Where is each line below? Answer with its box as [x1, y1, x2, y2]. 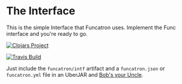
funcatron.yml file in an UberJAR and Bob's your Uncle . [6, 71, 144, 78]
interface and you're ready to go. [6, 30, 88, 37]
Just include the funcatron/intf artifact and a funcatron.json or [6, 64, 165, 72]
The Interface [6, 4, 76, 18]
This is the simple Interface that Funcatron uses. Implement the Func [6, 24, 176, 31]
